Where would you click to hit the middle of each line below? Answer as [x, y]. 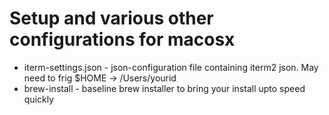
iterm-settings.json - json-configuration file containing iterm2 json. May [171, 67]
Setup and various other [111, 18]
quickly [39, 99]
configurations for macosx [122, 39]
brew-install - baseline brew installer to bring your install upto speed [164, 88]
